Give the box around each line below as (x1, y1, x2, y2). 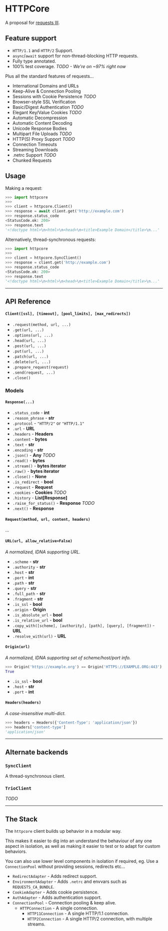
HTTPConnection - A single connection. (19, 905, 98, 911)
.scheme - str (12, 558, 39, 564)
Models (5, 387, 24, 394)
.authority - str (12, 564, 46, 570)
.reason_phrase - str (12, 415, 55, 421)
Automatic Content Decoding (12, 120, 72, 126)
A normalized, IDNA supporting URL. (5, 549, 81, 555)
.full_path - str (12, 590, 46, 596)
